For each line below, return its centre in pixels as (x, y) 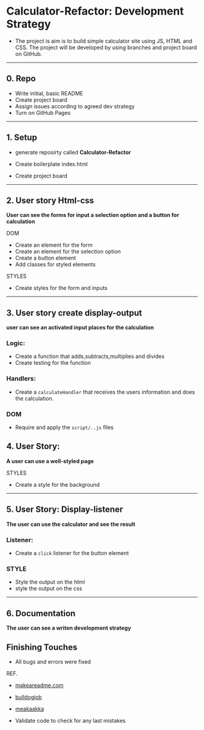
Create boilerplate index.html (51, 164)
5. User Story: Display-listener (65, 510)
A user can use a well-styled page (50, 461)
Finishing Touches (42, 647)
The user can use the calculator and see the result (71, 524)
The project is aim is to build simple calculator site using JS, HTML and (104, 41)
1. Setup (22, 138)
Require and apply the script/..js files (64, 427)
